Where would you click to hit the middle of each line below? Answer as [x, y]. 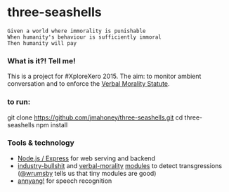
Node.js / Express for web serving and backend [86, 158]
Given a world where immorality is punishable [77, 31]
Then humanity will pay [42, 43]
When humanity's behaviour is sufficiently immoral [84, 37]
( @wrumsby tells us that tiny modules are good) [87, 173]
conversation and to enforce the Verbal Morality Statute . [89, 84]
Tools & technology [41, 143]
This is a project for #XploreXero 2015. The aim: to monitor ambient [104, 76]
